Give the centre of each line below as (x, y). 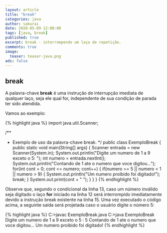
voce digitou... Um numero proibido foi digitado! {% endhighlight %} (75, 226)
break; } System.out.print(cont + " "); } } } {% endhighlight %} (76, 180)
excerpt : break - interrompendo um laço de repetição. (63, 42)
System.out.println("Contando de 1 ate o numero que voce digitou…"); (84, 164)
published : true (22, 38)
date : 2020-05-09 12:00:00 (33, 28)
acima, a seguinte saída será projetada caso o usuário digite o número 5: (80, 205)
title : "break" (21, 14)
